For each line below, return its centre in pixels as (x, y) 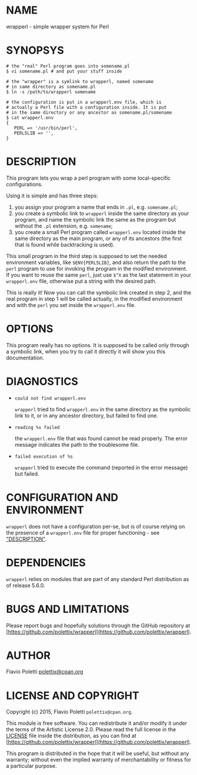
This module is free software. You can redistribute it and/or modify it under (96, 723)
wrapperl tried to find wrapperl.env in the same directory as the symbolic (103, 409)
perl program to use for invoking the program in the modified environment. (97, 268)
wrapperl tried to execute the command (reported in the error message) (101, 467)
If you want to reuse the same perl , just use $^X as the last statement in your (99, 275)
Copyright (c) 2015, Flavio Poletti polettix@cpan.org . (69, 712)
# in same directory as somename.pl (51, 87)
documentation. (25, 358)
